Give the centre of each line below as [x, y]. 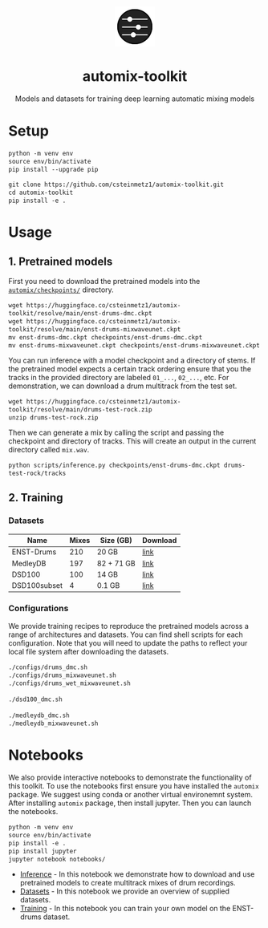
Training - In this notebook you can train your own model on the [125, 908]
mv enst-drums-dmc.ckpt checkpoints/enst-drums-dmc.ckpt [106, 337]
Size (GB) [116, 541]
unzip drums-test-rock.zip [53, 417]
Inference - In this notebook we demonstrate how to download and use [137, 874]
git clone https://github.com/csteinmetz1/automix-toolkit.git [116, 184]
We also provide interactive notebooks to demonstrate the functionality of [130, 777]
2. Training [36, 498]
